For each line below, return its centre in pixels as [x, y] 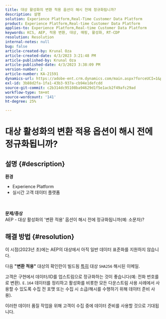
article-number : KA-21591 [32, 74]
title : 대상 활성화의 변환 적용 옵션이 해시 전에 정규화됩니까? [61, 10]
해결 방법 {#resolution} [40, 237]
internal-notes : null [27, 42]
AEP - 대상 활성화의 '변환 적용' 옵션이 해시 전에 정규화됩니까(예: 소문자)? [75, 220]
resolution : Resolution [30, 38]
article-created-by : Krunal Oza [38, 51]
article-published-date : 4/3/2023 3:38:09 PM [53, 65]
